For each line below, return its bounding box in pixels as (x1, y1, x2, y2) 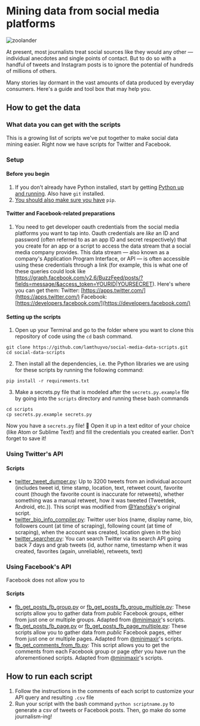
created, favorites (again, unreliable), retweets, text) (14, 548, 143, 555)
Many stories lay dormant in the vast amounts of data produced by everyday (6, 79, 194, 86)
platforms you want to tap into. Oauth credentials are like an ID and (14, 229, 179, 237)
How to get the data (6, 103, 81, 113)
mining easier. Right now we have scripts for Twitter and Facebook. (6, 141, 172, 148)
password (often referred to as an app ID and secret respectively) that (14, 236, 187, 243)
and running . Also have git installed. (14, 190, 105, 197)
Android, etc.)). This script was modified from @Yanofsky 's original (14, 504, 180, 511)
